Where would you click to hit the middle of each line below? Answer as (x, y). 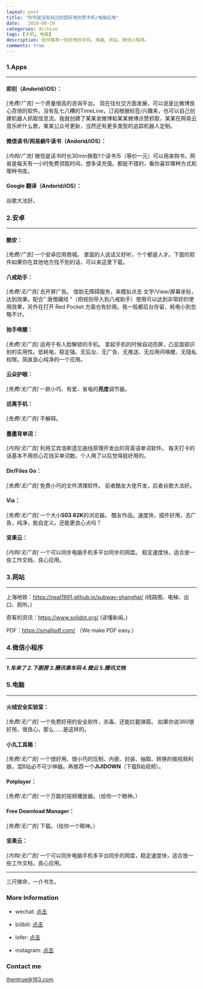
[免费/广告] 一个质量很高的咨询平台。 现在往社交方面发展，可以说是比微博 (98, 103)
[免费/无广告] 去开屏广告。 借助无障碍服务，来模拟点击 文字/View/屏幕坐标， (101, 292)
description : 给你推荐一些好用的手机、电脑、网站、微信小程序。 (78, 40)
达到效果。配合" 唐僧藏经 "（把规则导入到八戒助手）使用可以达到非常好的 (98, 299)
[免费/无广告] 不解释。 (34, 418)
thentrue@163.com (30, 979)
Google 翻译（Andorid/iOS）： (44, 186)
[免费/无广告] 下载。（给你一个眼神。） (52, 826)
